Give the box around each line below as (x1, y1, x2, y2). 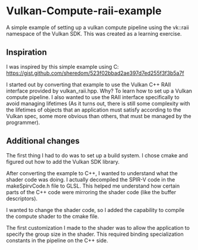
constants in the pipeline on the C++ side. (6, 236, 108, 244)
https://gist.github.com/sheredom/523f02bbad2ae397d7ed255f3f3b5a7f (6, 69, 184, 77)
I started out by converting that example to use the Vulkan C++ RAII (6, 81, 171, 88)
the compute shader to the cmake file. (6, 213, 99, 220)
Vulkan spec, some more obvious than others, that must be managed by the (6, 112, 191, 119)
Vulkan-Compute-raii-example (6, 4, 162, 18)
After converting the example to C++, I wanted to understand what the (6, 169, 178, 176)
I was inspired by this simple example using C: (6, 63, 119, 70)
